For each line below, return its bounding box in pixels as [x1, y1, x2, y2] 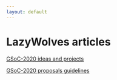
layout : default [6, 8, 47, 15]
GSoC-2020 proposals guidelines [6, 67, 90, 74]
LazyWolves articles [6, 35, 111, 48]
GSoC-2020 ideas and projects [6, 55, 84, 62]
